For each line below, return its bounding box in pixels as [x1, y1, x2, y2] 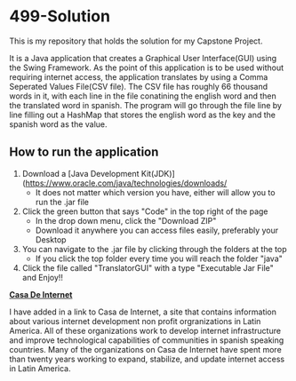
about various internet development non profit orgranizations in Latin [9, 315, 261, 326]
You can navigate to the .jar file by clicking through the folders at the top [21, 243, 287, 254]
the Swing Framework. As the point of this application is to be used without [9, 62, 284, 73]
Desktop [35, 234, 67, 245]
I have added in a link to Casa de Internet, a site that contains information [9, 306, 277, 317]
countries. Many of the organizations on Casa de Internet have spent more [9, 344, 282, 354]
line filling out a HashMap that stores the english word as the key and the [9, 109, 276, 120]
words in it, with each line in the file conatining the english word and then [9, 91, 277, 101]
